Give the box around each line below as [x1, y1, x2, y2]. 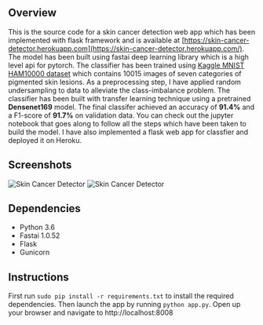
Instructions [8, 270, 69, 283]
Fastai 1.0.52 [19, 231, 60, 240]
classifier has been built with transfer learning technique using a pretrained [8, 93, 251, 103]
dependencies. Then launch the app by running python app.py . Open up [8, 300, 241, 309]
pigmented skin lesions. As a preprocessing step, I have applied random [8, 77, 242, 86]
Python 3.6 [19, 223, 55, 232]
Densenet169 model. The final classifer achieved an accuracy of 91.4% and [8, 102, 255, 111]
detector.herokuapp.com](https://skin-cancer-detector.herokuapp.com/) [8, 43, 243, 53]
